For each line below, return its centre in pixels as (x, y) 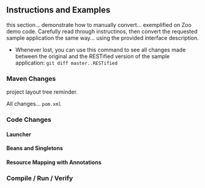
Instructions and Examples (58, 10)
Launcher (19, 134)
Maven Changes (31, 78)
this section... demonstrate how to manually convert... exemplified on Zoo (99, 24)
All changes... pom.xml (34, 104)
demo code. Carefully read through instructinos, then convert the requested (102, 31)
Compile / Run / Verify (40, 178)
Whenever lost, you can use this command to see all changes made (100, 50)
